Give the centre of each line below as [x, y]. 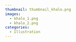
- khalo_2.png [24, 23]
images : [13, 14]
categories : [17, 28]
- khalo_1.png [24, 18]
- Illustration [25, 32]
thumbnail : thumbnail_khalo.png [38, 9]
